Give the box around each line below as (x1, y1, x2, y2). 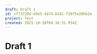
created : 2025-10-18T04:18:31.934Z (5, 20, 77, 25)
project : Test (5, 16, 34, 21)
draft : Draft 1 (5, 7, 36, 12)
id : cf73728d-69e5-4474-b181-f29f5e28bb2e (5, 11, 92, 16)
